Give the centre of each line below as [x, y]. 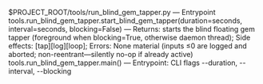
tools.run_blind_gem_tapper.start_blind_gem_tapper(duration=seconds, [125, 21]
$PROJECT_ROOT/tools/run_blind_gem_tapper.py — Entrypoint [112, 12]
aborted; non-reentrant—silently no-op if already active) [101, 54]
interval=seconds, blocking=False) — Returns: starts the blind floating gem [132, 29]
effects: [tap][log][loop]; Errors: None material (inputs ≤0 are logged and [128, 46]
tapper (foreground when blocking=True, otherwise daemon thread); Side [130, 37]
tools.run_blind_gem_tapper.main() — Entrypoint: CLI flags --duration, [123, 63]
